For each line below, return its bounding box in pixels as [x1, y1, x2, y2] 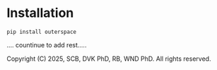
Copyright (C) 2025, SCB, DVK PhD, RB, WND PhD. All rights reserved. [6, 54, 211, 63]
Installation [6, 5, 74, 21]
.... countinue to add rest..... [6, 40, 87, 49]
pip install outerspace [6, 28, 77, 35]
